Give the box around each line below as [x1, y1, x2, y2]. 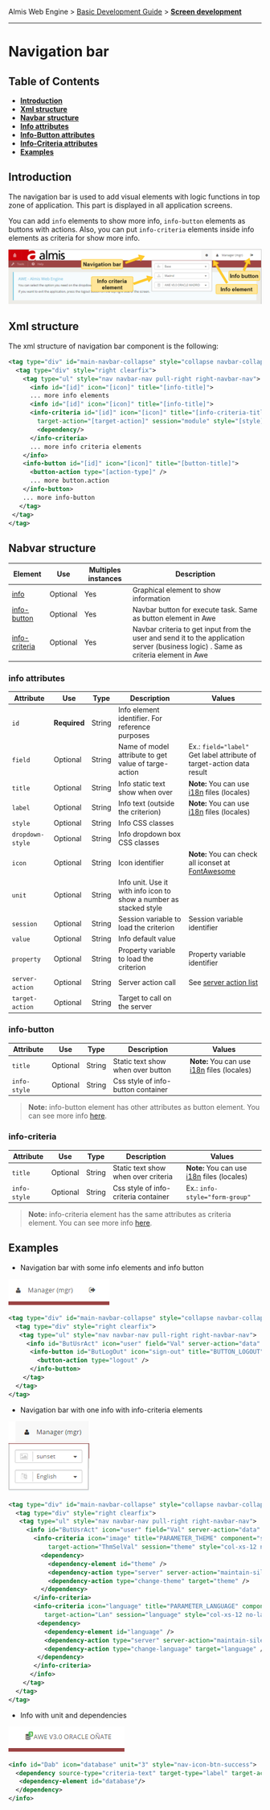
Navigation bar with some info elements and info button [19, 1263, 204, 1272]
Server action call [117, 978, 177, 987]
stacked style [117, 903, 163, 913]
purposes [117, 731, 150, 740]
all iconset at [188, 857, 231, 868]
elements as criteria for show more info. [8, 233, 141, 242]
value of [117, 759, 145, 769]
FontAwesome [188, 866, 235, 876]
